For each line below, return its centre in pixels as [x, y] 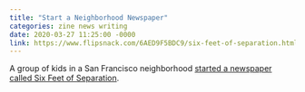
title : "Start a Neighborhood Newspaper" [89, 18]
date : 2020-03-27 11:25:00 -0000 [73, 34]
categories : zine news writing [69, 26]
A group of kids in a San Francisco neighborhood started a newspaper [141, 69]
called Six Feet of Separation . [64, 78]
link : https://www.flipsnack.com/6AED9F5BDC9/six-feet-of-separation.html [154, 43]
